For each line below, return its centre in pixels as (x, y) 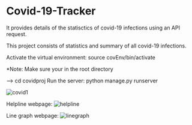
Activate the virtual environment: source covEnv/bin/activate (81, 57)
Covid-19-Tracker (51, 11)
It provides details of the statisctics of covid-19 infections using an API (93, 28)
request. (16, 34)
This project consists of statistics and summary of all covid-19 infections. (97, 46)
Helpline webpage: (29, 104)
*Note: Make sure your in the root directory (60, 69)
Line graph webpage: (32, 115)
